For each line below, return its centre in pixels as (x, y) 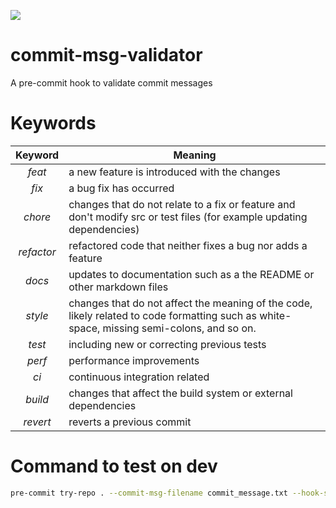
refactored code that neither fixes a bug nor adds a (188, 245)
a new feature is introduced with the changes (174, 172)
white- (275, 315)
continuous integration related (139, 377)
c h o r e (37, 217)
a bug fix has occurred (121, 188)
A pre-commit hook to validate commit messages (111, 82)
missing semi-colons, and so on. (179, 328)
